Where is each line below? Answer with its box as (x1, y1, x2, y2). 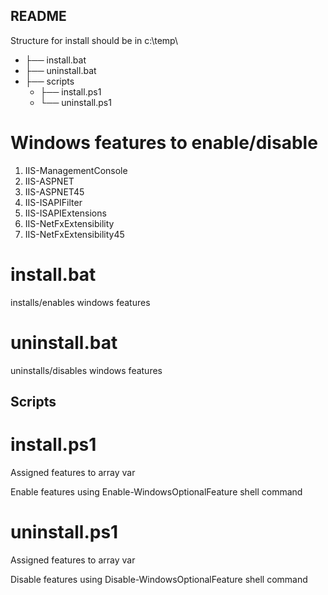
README (10, 8, 67, 25)
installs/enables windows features (10, 296, 151, 308)
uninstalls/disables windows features (10, 364, 163, 376)
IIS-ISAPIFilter (24, 196, 83, 208)
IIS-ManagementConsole (24, 164, 128, 176)
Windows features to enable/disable (10, 132, 318, 154)
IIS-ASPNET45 (24, 185, 85, 198)
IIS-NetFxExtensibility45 (24, 228, 125, 240)
